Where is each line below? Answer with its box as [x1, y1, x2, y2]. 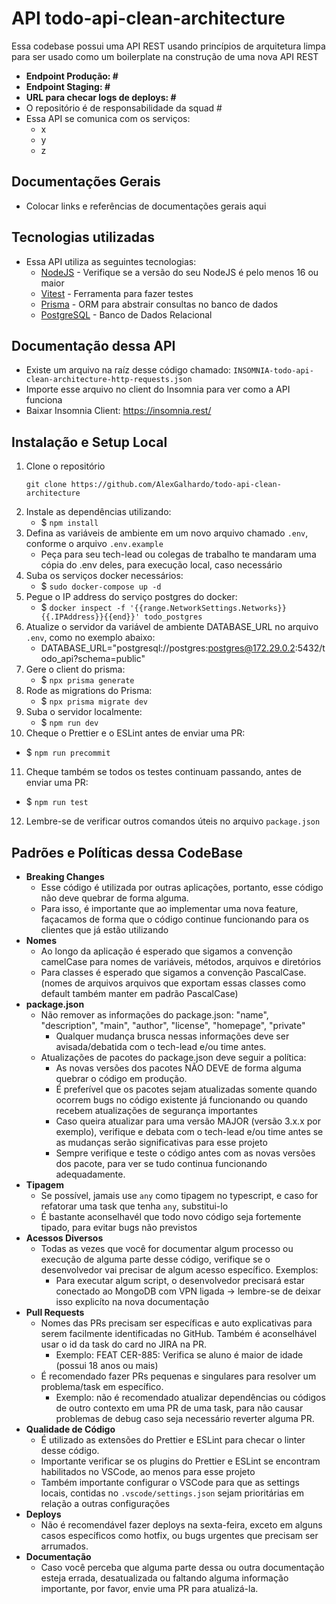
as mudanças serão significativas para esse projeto [55, 1137, 268, 1148]
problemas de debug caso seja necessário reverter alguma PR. [55, 1413, 315, 1424]
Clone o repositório [25, 460, 106, 472]
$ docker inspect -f [40, 602, 126, 614]
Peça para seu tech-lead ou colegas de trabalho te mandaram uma [40, 548, 317, 561]
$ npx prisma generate [40, 674, 135, 686]
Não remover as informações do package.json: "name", [40, 1009, 269, 1021]
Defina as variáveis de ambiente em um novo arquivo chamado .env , [25, 527, 309, 539]
